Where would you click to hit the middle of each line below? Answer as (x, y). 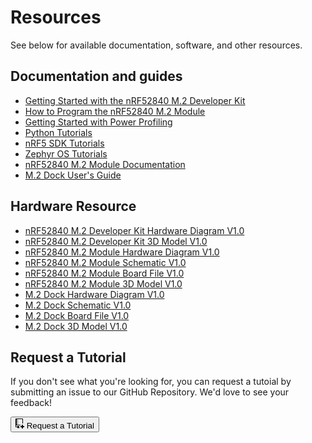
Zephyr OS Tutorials (66, 153)
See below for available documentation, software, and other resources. (156, 45)
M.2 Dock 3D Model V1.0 (76, 326)
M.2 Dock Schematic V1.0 (78, 305)
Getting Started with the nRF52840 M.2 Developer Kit (135, 100)
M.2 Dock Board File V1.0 (77, 315)
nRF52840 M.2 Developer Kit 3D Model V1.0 (116, 241)
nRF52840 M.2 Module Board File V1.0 (104, 273)
